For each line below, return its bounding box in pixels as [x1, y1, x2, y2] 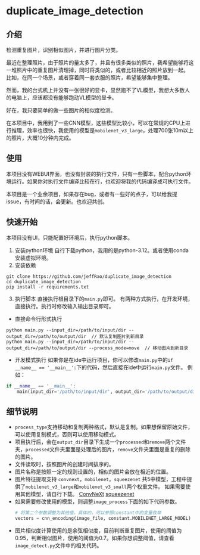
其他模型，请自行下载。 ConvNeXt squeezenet [20, 491, 135, 498]
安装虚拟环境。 [14, 254, 52, 261]
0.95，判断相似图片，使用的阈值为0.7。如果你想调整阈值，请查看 [14, 534, 174, 541]
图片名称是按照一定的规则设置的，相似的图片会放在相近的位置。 [14, 468, 171, 475]
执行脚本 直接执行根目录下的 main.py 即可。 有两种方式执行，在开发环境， [14, 295, 193, 302]
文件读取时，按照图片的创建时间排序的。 [14, 461, 114, 468]
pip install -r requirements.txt [6, 284, 89, 290]
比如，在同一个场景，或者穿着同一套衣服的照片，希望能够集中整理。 [6, 74, 173, 81]
